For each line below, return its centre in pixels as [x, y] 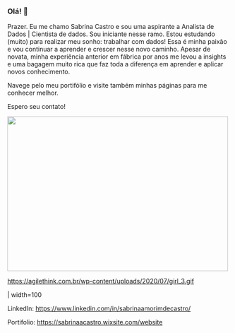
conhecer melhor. [33, 93]
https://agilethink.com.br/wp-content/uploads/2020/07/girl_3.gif [101, 281]
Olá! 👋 [18, 11]
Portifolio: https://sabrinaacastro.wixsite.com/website [85, 322]
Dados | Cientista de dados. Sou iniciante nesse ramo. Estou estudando [111, 34]
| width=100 [25, 295]
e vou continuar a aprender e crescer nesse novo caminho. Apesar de [109, 49]
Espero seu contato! [36, 107]
